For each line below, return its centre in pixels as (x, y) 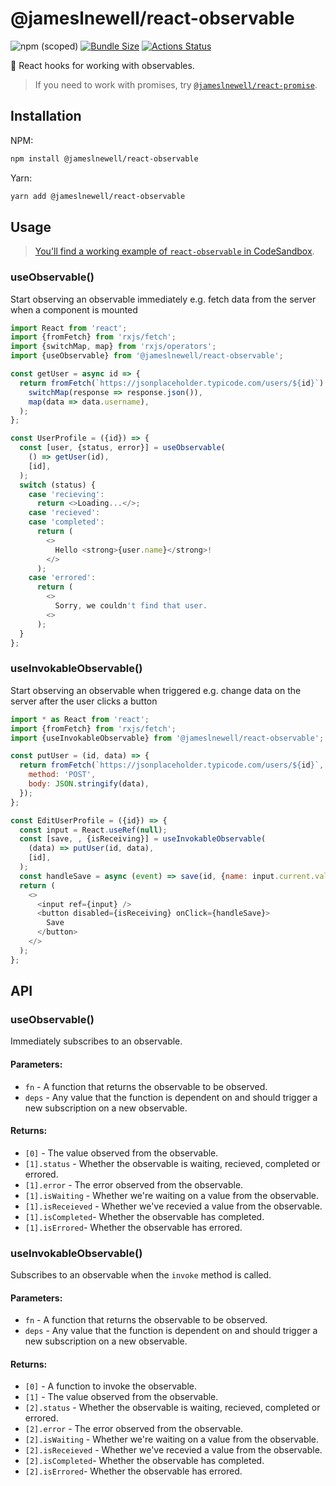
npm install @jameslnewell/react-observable (104, 158)
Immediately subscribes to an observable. (96, 1041)
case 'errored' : (62, 578)
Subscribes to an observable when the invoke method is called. (141, 1275)
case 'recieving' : (66, 494)
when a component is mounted (74, 309)
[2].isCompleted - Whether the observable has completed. (144, 1461)
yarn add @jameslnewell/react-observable (98, 196)
